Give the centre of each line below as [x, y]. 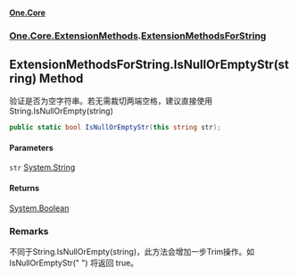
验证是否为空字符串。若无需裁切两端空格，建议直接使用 [111, 101]
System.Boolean [39, 208]
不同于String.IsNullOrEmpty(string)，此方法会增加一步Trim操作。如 [132, 251]
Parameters [31, 147]
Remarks [29, 231]
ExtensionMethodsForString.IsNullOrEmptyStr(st [149, 64]
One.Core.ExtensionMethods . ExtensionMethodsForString [138, 36]
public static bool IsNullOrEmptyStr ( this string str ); [115, 128]
